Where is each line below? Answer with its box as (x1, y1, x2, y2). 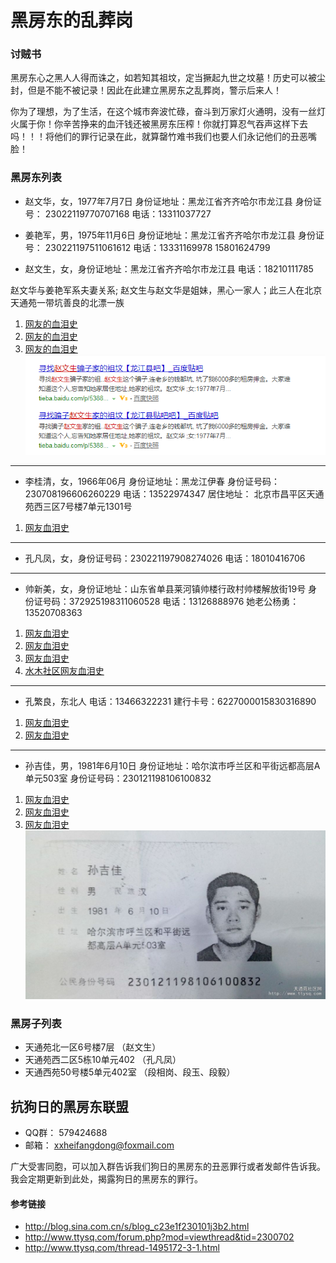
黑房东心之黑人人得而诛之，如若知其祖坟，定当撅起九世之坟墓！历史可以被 (10, 72, 317, 84)
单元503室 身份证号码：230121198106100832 (24, 772, 212, 784)
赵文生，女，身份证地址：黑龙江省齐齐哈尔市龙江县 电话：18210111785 (24, 262, 314, 275)
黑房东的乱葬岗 (10, 9, 134, 32)
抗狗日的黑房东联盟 (10, 1098, 129, 1115)
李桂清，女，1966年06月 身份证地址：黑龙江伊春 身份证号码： (24, 475, 280, 487)
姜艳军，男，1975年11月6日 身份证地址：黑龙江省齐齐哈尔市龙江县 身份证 (24, 229, 325, 241)
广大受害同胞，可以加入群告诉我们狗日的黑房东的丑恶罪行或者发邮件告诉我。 (10, 1161, 326, 1173)
